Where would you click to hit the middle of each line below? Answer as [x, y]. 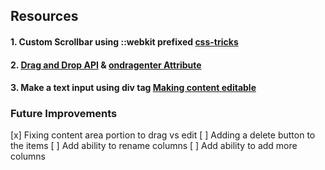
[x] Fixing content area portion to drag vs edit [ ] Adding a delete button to [163, 135]
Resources [44, 16]
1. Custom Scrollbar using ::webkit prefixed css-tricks [124, 41]
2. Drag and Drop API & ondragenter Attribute [106, 65]
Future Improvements [64, 114]
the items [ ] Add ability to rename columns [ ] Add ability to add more [154, 146]
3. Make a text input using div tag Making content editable [133, 88]
